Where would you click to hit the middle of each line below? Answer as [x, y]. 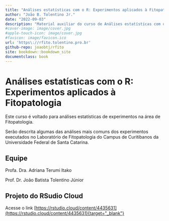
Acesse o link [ [21, 208]
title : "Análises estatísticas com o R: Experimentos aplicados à [76, 10]
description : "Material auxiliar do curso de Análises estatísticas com [83, 24]
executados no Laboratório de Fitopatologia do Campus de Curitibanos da [82, 137]
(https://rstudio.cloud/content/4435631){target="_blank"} [65, 213]
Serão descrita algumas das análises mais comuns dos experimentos [77, 132]
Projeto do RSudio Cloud [44, 196]
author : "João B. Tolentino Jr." [40, 15]
